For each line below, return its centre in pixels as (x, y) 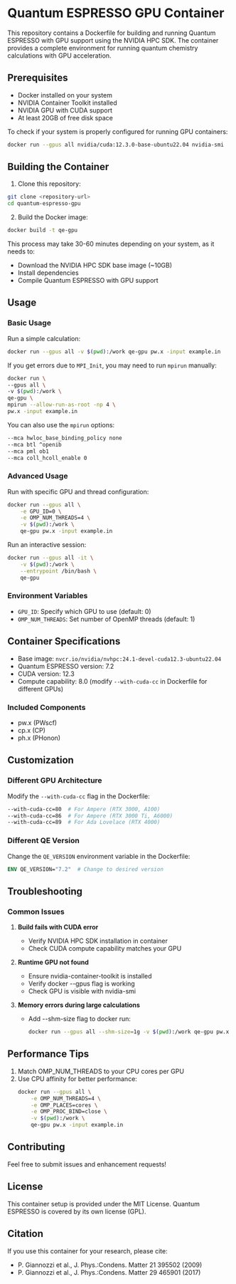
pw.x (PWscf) (37, 722)
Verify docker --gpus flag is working (81, 983)
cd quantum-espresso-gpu (44, 204)
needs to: (21, 251)
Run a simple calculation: (44, 338)
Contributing (36, 1147)
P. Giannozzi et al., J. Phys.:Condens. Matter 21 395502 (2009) (110, 1265)
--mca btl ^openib (34, 444)
